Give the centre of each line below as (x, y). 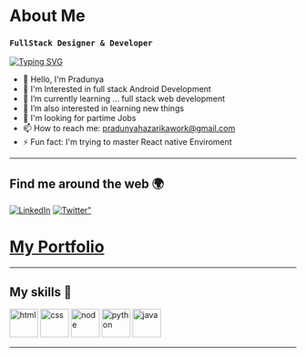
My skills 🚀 (41, 292)
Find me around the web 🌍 (87, 184)
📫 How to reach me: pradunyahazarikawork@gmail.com (129, 128)
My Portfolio (57, 247)
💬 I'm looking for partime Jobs (79, 118)
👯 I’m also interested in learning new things (103, 108)
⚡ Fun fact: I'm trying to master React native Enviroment (127, 142)
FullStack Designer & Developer (81, 43)
